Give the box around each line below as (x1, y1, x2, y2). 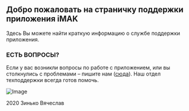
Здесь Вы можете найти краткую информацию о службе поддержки (6, 30, 181, 37)
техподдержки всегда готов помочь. (6, 77, 99, 84)
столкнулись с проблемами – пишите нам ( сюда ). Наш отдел (6, 70, 161, 77)
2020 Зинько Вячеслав (6, 100, 65, 107)
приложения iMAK (6, 14, 78, 24)
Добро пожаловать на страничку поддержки (6, 5, 184, 15)
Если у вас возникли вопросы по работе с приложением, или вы (6, 64, 171, 71)
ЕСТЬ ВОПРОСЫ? (6, 50, 59, 58)
